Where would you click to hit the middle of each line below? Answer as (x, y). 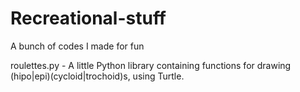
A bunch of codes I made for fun (77, 46)
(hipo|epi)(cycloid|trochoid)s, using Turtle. (97, 76)
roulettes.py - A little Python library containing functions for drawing (151, 65)
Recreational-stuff (88, 18)
